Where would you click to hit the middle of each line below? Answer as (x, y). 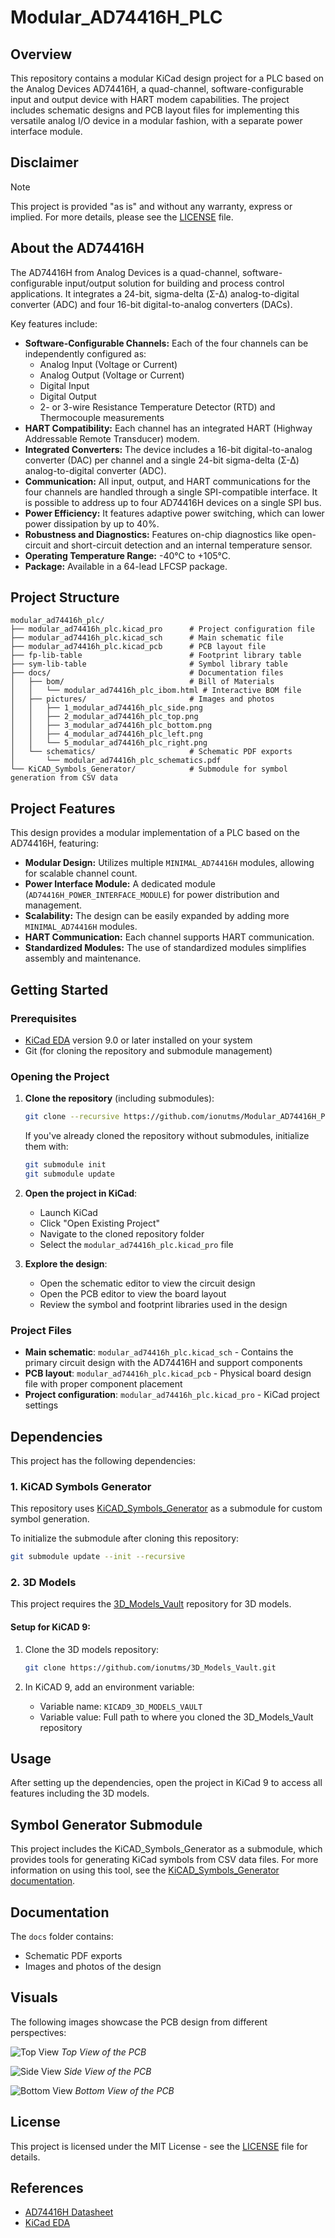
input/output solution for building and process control (174, 283)
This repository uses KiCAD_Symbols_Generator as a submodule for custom (166, 1508)
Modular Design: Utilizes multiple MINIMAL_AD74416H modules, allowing (169, 863)
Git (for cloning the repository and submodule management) (148, 1050)
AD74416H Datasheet (69, 2212)
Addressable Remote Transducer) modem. (112, 438)
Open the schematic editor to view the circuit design (147, 1283)
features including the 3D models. (80, 1793)
